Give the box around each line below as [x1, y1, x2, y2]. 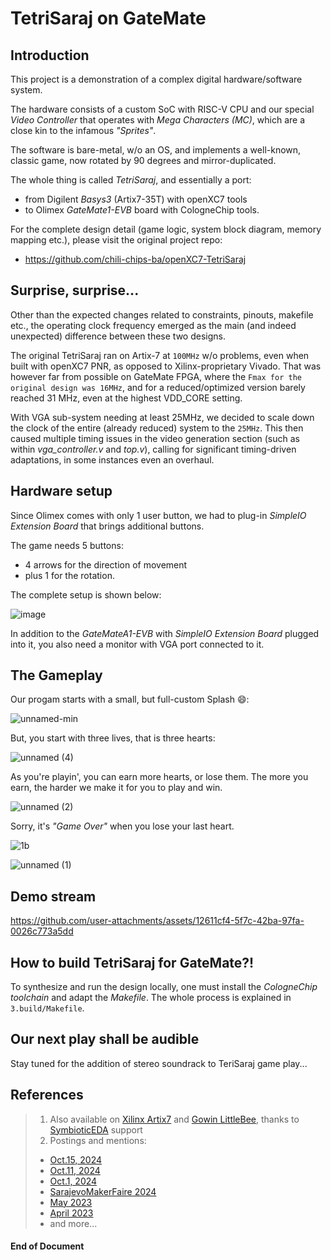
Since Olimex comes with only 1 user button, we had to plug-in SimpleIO [10, 509, 307, 521]
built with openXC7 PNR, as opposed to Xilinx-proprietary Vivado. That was [10, 360, 322, 372]
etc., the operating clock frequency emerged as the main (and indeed [10, 319, 297, 331]
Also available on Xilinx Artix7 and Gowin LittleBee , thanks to [49, 1113, 300, 1125]
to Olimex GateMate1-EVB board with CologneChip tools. [24, 204, 260, 216]
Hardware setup [10, 483, 113, 500]
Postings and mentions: [49, 1134, 147, 1146]
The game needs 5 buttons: [10, 539, 124, 551]
